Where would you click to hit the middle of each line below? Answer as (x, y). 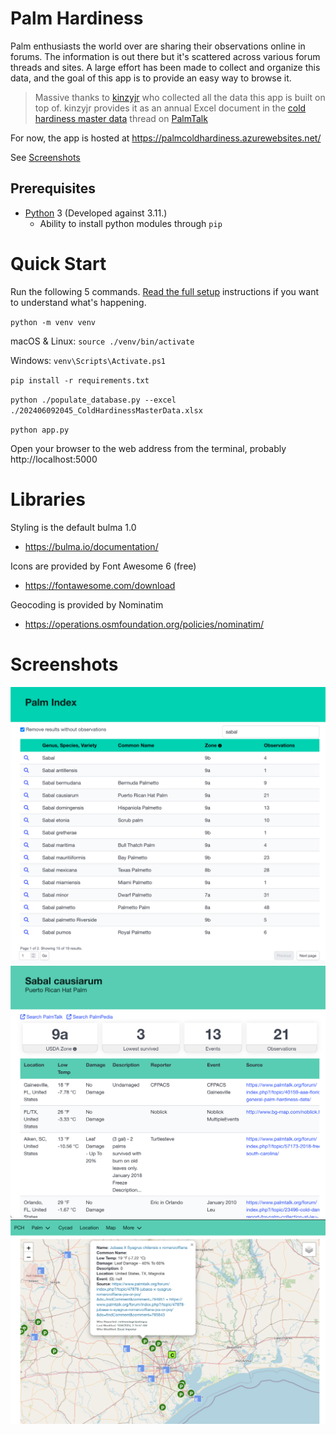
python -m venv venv (53, 322)
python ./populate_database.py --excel (93, 400)
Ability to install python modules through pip (131, 223)
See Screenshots (45, 157)
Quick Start (58, 263)
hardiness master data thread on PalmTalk (121, 118)
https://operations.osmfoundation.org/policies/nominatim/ (144, 624)
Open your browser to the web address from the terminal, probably (148, 448)
